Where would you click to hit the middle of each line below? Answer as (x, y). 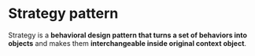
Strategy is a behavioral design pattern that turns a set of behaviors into (128, 35)
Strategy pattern (63, 14)
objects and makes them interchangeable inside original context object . (127, 43)
